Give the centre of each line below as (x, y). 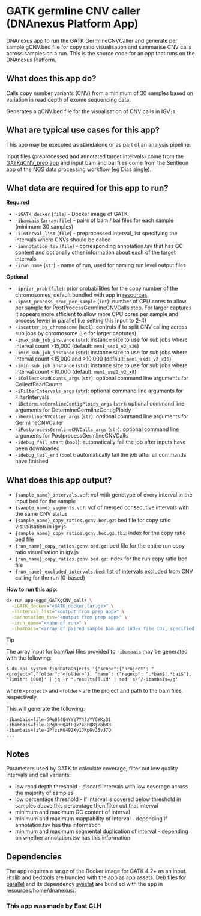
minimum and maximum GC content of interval (72, 812)
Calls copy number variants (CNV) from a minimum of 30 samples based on (100, 93)
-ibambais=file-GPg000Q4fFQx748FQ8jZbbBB (59, 725)
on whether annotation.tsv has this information (73, 838)
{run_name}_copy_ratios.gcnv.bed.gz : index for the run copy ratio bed (101, 559)
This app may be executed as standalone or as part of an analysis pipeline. (99, 144)
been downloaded (37, 448)
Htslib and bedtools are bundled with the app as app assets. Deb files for (96, 877)
